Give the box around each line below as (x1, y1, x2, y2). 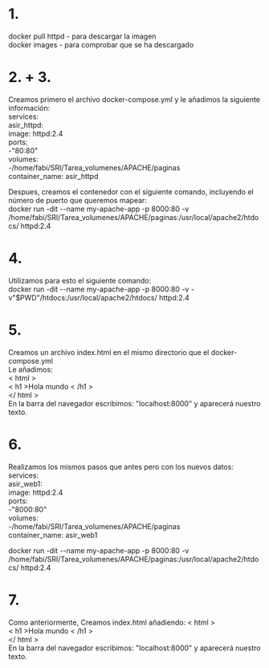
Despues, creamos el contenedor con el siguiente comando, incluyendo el (8, 186, 255, 197)
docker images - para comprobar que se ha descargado (8, 39, 194, 49)
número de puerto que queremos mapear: (8, 195, 147, 205)
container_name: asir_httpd (8, 171, 99, 181)
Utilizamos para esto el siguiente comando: (8, 275, 152, 285)
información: (8, 103, 51, 112)
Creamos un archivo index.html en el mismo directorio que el (8, 347, 210, 357)
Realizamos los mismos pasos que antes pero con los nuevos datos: (8, 462, 234, 471)
